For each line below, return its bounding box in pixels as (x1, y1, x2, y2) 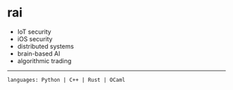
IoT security (17, 27, 52, 36)
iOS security (17, 34, 53, 43)
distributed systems (17, 42, 74, 50)
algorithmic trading (17, 56, 71, 65)
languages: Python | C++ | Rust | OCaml (7, 76, 126, 83)
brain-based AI (17, 49, 60, 58)
